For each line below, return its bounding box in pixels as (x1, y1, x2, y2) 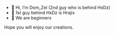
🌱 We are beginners (11, 15, 52, 20)
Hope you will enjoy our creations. (4, 24, 74, 30)
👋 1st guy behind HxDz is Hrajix (11, 10, 75, 16)
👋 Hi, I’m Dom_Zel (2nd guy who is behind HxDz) (11, 5, 111, 10)
